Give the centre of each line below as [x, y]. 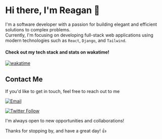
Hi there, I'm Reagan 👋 [52, 10]
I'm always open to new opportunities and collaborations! [65, 120]
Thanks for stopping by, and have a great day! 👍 [56, 130]
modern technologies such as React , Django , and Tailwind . [66, 40]
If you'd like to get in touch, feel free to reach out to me [63, 91]
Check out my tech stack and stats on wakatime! [57, 52]
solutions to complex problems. [38, 29]
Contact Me [24, 79]
